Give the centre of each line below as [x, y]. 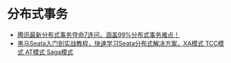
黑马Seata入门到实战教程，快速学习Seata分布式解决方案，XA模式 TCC [118, 43]
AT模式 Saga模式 [49, 52]
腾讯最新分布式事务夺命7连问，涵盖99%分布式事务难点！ [98, 35]
